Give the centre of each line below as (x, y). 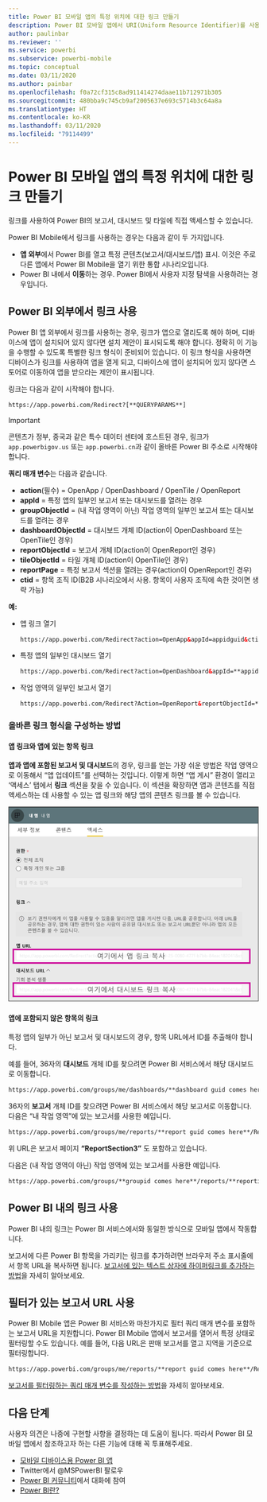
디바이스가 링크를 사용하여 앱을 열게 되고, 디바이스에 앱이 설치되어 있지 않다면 (128, 362)
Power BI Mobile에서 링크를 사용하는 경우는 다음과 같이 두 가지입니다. (116, 237)
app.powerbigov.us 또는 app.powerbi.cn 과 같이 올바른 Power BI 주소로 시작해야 (133, 446)
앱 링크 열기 (38, 623)
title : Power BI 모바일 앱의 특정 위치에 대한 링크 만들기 (94, 17)
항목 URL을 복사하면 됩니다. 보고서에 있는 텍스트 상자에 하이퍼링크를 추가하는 (135, 1265)
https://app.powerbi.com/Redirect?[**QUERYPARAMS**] (97, 405)
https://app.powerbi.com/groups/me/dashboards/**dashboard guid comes (128, 1090)
